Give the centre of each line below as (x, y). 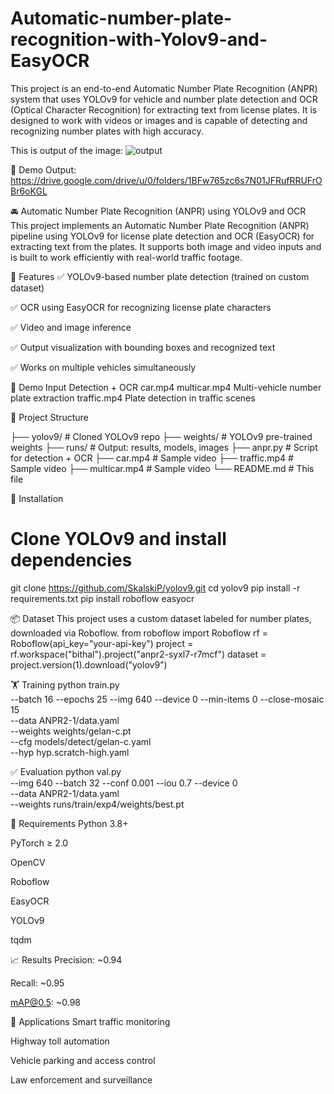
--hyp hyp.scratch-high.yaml (70, 752)
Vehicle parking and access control (83, 1060)
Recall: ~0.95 (37, 983)
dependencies (71, 560)
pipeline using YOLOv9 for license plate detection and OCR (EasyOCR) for (162, 236)
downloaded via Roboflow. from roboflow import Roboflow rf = (139, 633)
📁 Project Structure (49, 417)
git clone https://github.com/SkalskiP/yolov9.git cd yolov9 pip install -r (155, 588)
